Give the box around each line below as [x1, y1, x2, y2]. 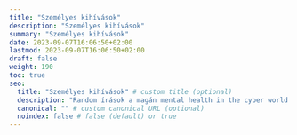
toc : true [9, 71, 46, 80]
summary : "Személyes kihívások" [9, 29, 129, 38]
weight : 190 [9, 63, 53, 72]
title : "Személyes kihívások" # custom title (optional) [17, 87, 233, 96]
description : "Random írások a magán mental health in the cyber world [17, 95, 289, 105]
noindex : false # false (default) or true [17, 112, 177, 121]
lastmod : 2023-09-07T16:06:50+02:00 [9, 46, 145, 55]
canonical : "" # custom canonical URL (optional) [17, 104, 205, 113]
